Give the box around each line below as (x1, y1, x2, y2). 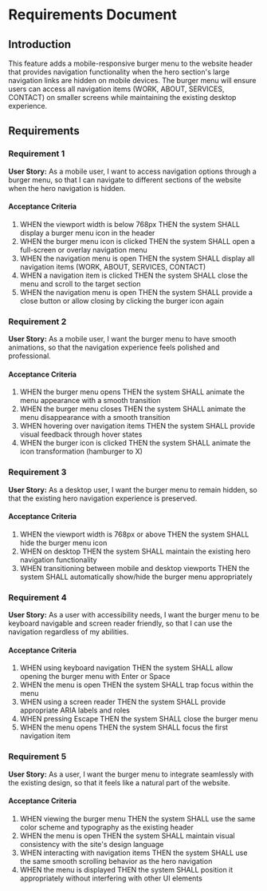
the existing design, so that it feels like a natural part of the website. (8, 777, 230, 787)
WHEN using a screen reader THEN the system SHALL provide (19, 697, 226, 707)
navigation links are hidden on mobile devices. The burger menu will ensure (8, 76, 257, 85)
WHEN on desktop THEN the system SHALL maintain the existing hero (19, 546, 251, 556)
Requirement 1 (8, 148, 65, 159)
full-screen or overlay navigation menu (19, 245, 147, 254)
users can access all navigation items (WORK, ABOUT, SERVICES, (8, 84, 225, 94)
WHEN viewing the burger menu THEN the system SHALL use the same (19, 813, 256, 823)
